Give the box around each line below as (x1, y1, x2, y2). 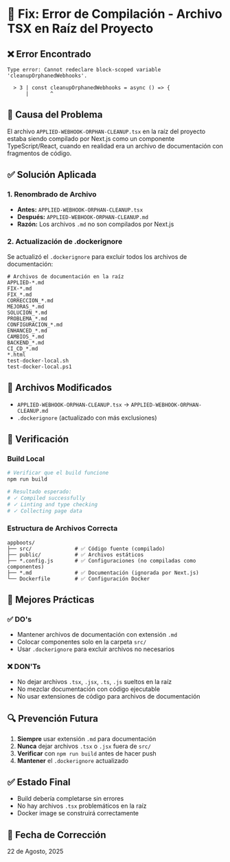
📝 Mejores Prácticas (7, 594, 95, 606)
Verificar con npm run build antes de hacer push (16, 749, 157, 758)
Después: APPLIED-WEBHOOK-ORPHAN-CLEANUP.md (16, 212, 149, 220)
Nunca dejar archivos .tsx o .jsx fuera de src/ (16, 742, 151, 750)
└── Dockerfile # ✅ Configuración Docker (7, 575, 150, 582)
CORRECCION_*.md (7, 297, 54, 304)
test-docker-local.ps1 (7, 363, 72, 370)
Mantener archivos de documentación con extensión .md (16, 630, 177, 638)
